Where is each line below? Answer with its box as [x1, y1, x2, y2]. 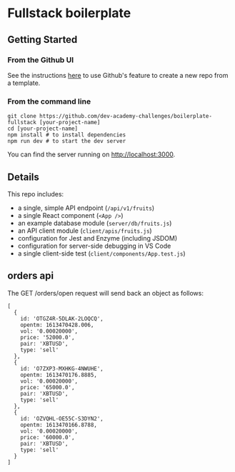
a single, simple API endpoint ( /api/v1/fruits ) [17, 204, 155, 212]
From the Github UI [7, 55, 74, 65]
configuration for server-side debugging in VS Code [17, 241, 171, 250]
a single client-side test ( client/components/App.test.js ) [17, 248, 186, 258]
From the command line [7, 96, 91, 106]
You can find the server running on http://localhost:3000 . [7, 150, 176, 159]
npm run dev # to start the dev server [7, 138, 126, 145]
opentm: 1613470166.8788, [20, 421, 98, 428]
